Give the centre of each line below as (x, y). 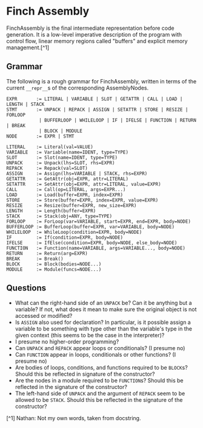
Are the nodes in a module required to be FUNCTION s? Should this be (99, 380)
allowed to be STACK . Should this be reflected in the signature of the (99, 399)
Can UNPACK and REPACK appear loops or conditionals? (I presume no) (100, 348)
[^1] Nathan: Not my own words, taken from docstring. (74, 418)
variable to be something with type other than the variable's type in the (104, 328)
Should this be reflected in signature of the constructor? (85, 374)
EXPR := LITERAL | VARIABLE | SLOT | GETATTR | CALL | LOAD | (95, 99)
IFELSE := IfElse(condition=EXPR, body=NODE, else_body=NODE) (92, 243)
